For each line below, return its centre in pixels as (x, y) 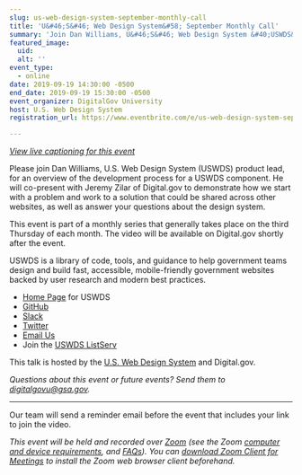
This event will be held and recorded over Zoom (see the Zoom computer (145, 442)
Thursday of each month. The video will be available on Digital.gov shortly (147, 233)
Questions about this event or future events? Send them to (118, 380)
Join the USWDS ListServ (69, 345)
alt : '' (32, 59)
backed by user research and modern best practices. (108, 280)
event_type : (31, 68)
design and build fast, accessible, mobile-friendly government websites (142, 270)
